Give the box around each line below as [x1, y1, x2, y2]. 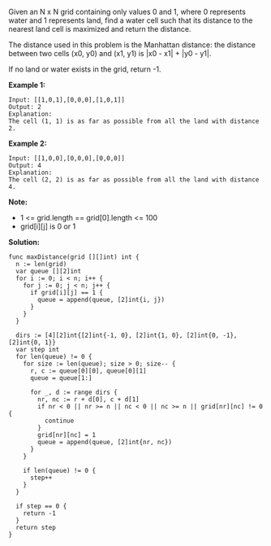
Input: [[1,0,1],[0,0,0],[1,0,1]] [8, 96, 126, 104]
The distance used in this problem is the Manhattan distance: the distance [8, 40, 256, 50]
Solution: [8, 238, 41, 247]
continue [44, 417, 75, 425]
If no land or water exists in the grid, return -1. [8, 64, 161, 74]
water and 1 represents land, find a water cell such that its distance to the [8, 15, 253, 25]
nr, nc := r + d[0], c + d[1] [37, 395, 140, 404]
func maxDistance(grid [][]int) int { [8, 253, 140, 261]
